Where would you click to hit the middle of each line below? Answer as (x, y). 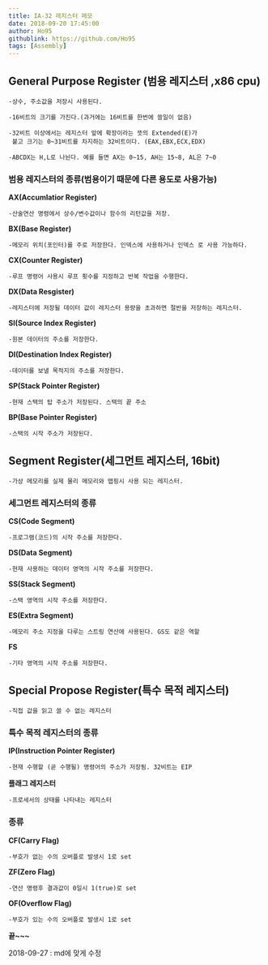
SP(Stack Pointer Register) (54, 386)
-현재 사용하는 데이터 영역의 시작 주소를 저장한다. (81, 569)
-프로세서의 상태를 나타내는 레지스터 (60, 800)
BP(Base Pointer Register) (53, 418)
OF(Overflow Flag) (40, 903)
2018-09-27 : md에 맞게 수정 (55, 953)
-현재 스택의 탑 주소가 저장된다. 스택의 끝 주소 (78, 402)
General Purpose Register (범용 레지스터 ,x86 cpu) (134, 81)
